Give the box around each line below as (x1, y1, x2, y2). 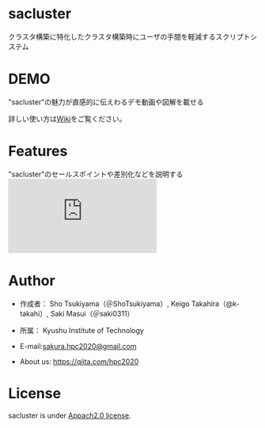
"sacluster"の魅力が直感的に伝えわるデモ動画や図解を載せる (8, 97, 204, 107)
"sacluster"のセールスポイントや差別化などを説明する (8, 169, 184, 179)
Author (8, 272, 55, 290)
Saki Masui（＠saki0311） (50, 309, 134, 318)
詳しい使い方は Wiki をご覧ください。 (8, 114, 127, 123)
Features (8, 142, 68, 161)
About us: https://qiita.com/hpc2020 (19, 357, 139, 366)
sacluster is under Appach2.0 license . (8, 411, 132, 420)
